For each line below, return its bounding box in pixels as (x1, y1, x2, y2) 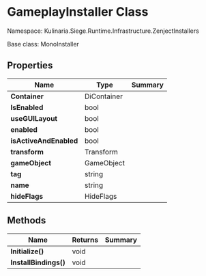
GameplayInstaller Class (7, 4, 149, 20)
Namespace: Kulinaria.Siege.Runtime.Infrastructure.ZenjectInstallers (7, 27, 199, 35)
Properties (7, 59, 53, 72)
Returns (72, 235, 99, 245)
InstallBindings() (10, 258, 66, 267)
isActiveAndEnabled (10, 136, 78, 146)
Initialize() (10, 247, 44, 256)
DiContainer (84, 92, 123, 101)
